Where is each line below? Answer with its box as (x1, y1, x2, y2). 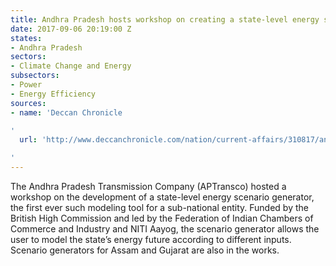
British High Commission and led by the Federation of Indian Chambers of (10, 212, 314, 224)
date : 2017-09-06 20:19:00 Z (10, 24, 132, 34)
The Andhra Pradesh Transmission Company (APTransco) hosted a (10, 181, 287, 192)
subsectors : (10, 71, 60, 81)
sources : (10, 98, 47, 108)
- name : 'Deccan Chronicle (10, 107, 123, 118)
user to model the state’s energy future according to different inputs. (10, 234, 292, 245)
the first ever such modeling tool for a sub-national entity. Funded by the (10, 202, 309, 213)
